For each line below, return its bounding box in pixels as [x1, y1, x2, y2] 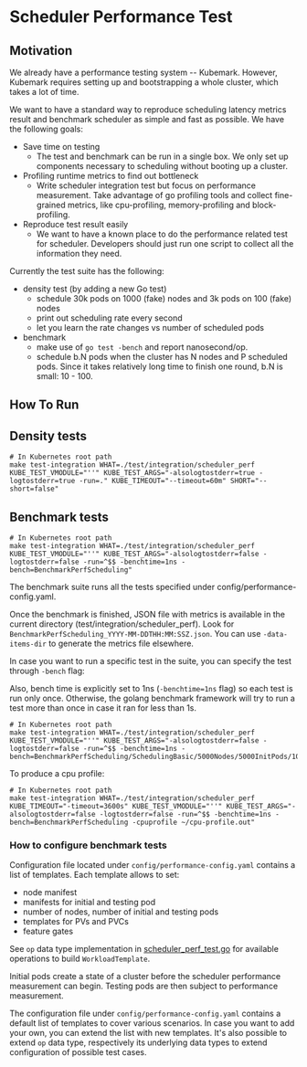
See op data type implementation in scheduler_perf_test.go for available [9, 944, 279, 955]
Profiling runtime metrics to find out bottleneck [22, 171, 199, 181]
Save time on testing [22, 142, 101, 152]
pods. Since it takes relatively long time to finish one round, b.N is [36, 361, 283, 372]
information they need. [36, 248, 122, 259]
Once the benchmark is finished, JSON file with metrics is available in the [9, 609, 286, 620]
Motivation [9, 43, 73, 58]
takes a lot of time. [9, 87, 79, 97]
